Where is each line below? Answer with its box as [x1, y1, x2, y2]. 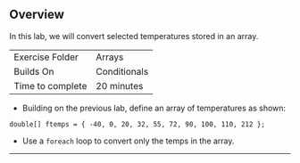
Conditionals [95, 65, 149, 77]
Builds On [13, 65, 54, 77]
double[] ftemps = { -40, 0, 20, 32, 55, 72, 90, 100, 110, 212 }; [9, 119, 266, 128]
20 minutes [95, 79, 144, 92]
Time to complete [13, 79, 87, 92]
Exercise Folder [13, 51, 79, 63]
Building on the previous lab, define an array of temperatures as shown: [21, 102, 287, 113]
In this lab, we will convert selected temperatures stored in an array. [9, 30, 259, 41]
